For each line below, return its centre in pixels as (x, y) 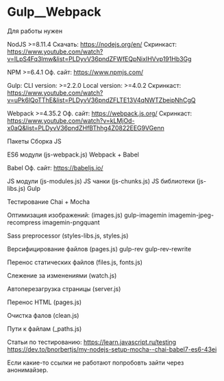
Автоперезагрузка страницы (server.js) (64, 288)
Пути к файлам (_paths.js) (45, 328)
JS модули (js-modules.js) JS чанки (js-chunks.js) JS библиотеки (101, 181)
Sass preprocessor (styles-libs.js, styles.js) (68, 235)
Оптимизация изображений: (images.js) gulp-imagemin (87, 215)
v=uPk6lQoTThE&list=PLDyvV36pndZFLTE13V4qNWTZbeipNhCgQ (101, 100)
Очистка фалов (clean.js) (43, 315)
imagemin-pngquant (71, 222)
